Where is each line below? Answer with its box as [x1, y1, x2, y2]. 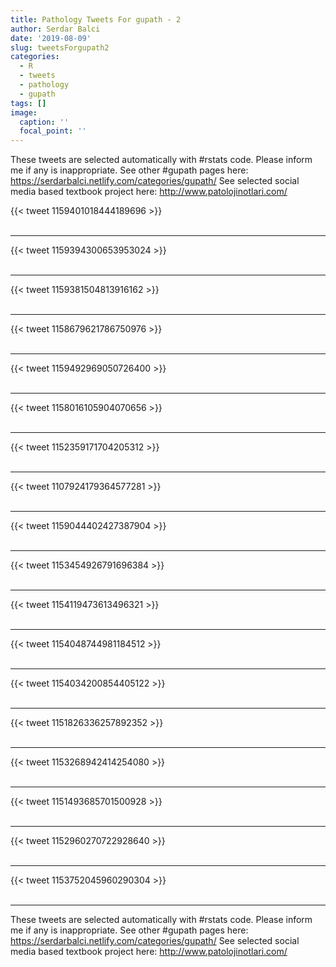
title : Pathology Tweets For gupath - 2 [10, 14, 182, 25]
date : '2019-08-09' [10, 33, 92, 43]
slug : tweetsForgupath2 [10, 42, 110, 53]
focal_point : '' [19, 126, 87, 136]
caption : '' [19, 117, 70, 127]
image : [10, 107, 38, 118]
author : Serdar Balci [10, 24, 101, 34]
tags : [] [10, 98, 47, 108]
